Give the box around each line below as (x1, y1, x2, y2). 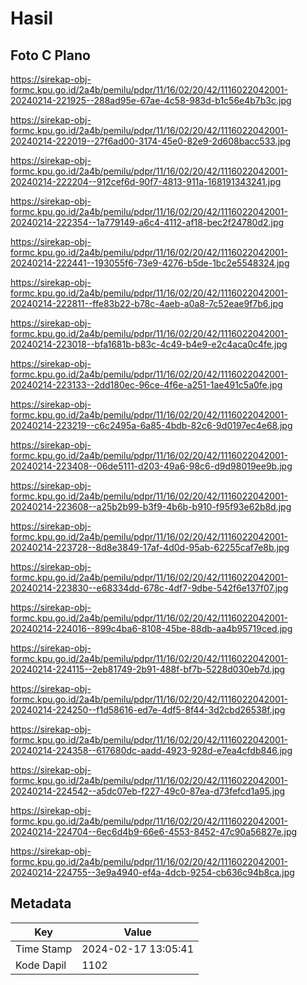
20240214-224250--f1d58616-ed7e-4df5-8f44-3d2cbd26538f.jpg (10, 704, 286, 716)
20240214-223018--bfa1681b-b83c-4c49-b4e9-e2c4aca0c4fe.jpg (10, 338, 288, 350)
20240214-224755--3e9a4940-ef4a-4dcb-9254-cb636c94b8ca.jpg (10, 867, 295, 878)
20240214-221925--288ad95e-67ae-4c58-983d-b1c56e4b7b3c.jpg (10, 95, 292, 106)
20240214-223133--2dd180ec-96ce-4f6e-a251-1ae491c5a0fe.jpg (10, 379, 283, 391)
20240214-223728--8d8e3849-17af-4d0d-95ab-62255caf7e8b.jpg (10, 542, 290, 553)
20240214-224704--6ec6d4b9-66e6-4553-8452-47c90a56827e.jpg (10, 826, 298, 837)
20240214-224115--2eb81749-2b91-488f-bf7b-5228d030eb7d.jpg (10, 663, 286, 675)
